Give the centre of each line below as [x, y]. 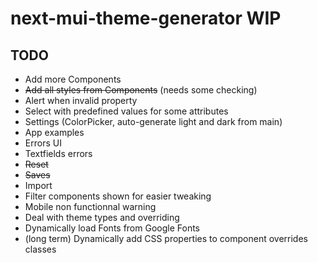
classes [40, 249]
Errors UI [43, 143]
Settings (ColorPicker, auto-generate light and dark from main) [153, 121]
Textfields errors [58, 153]
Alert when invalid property [81, 100]
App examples [54, 132]
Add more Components [73, 79]
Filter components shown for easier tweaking [118, 196]
